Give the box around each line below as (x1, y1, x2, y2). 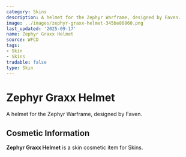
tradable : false (6, 59, 47, 65)
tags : (6, 43, 20, 49)
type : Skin (6, 64, 34, 71)
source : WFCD (6, 37, 39, 43)
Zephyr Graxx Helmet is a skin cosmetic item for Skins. (6, 144, 143, 151)
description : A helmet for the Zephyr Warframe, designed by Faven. (6, 14, 181, 20)
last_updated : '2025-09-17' (6, 25, 77, 32)
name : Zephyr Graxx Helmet (6, 31, 74, 37)
